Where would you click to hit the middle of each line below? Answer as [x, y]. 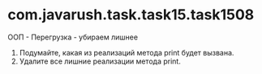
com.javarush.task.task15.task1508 [131, 15]
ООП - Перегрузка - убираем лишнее [73, 37]
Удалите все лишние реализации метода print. [100, 61]
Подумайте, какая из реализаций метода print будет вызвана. [127, 52]
